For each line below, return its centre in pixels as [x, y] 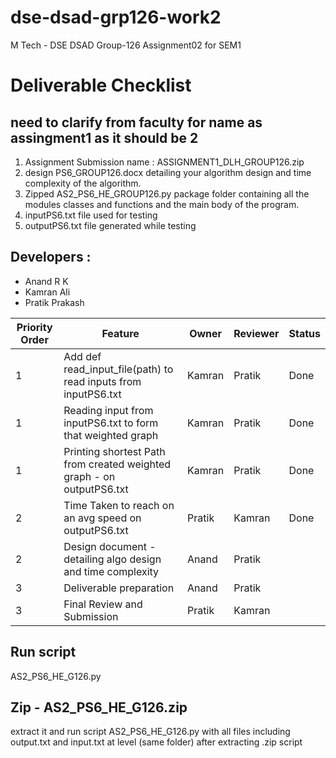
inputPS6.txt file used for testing [91, 215]
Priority [34, 327]
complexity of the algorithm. [83, 183]
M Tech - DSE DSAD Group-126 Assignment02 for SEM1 [126, 45]
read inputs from [102, 381]
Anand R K [46, 281]
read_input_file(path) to [118, 369]
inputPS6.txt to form [111, 423]
